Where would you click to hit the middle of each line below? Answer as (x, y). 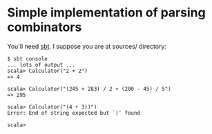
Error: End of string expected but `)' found (74, 113)
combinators (45, 27)
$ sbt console (28, 59)
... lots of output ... (41, 65)
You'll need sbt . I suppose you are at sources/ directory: (87, 46)
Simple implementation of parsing (106, 13)
